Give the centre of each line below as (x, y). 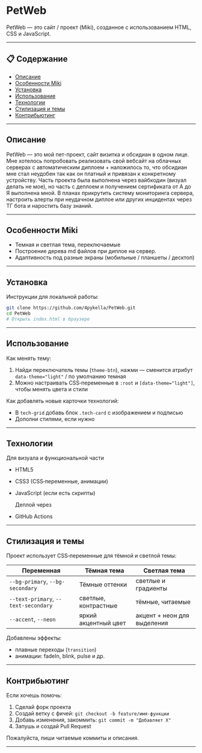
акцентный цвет (103, 623)
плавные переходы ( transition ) (56, 650)
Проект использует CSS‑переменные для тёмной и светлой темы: (91, 556)
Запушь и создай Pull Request (53, 726)
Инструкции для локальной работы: (53, 297)
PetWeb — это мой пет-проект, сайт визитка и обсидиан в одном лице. (98, 154)
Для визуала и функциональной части (55, 458)
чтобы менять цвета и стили (51, 389)
